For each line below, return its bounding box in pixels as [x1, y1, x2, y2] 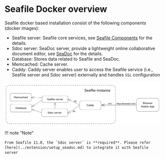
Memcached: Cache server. [11, 61, 69, 67]
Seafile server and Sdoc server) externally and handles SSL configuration [11, 72, 161, 78]
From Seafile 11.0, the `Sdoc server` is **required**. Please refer [4, 140, 151, 145]
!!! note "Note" [4, 130, 34, 136]
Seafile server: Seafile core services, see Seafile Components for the [11, 35, 153, 41]
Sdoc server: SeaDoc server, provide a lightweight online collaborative [11, 45, 156, 51]
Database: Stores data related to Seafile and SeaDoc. [11, 56, 121, 62]
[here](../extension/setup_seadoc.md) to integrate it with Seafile [4, 145, 149, 150]
